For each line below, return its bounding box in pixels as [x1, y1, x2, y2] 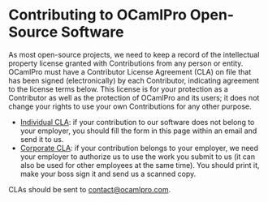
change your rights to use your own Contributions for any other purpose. [8, 101, 252, 111]
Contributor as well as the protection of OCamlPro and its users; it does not [8, 92, 260, 102]
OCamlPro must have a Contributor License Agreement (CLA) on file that [8, 67, 252, 76]
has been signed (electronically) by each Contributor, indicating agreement [8, 75, 260, 85]
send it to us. [19, 134, 64, 144]
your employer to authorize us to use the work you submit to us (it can [19, 152, 256, 161]
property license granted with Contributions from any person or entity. [8, 58, 244, 68]
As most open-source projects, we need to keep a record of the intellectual [8, 49, 260, 59]
